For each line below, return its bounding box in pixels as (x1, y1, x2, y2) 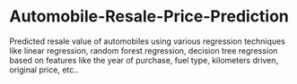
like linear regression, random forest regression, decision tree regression (9, 45, 278, 55)
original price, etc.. (9, 64, 79, 75)
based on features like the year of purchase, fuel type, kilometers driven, (9, 55, 279, 65)
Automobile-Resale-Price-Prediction (9, 6, 290, 27)
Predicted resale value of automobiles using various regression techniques (9, 36, 285, 46)
